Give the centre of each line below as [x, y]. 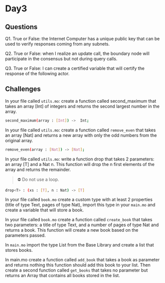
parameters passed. [25, 236]
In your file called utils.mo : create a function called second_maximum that [81, 101]
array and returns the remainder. [38, 169]
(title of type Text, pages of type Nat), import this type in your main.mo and [80, 205]
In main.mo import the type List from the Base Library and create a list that [80, 245]
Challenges [23, 89]
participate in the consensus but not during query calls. [61, 59]
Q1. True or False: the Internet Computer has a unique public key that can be [82, 39]
